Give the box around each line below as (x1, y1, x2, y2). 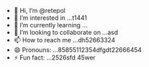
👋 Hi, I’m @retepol (13, 7, 66, 14)
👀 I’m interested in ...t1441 (13, 14, 87, 22)
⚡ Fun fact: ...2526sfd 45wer (13, 53, 96, 62)
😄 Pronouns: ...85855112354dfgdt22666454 (13, 46, 142, 54)
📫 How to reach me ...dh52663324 (13, 36, 116, 44)
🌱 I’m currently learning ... (13, 21, 88, 29)
